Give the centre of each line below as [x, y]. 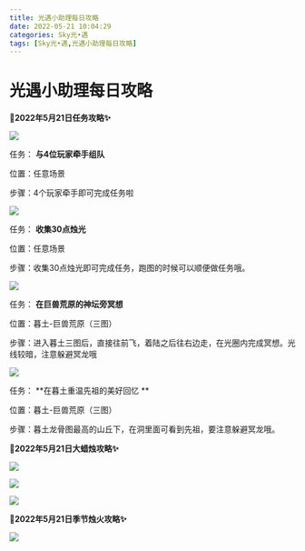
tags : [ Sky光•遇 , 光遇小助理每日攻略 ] [73, 43]
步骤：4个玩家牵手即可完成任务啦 [72, 193]
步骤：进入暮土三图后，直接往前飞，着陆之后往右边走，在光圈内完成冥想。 [148, 343]
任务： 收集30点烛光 [48, 229]
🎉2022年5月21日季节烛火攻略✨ [68, 519]
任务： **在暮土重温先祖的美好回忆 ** [79, 391]
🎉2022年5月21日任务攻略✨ [60, 118]
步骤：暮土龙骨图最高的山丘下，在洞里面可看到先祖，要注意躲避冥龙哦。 [144, 429]
